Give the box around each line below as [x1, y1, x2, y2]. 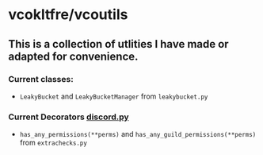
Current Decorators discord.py [8, 111, 129, 122]
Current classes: [8, 73, 74, 84]
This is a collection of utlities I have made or [8, 37, 229, 51]
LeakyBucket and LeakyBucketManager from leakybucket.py [19, 91, 208, 101]
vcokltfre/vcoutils [8, 6, 128, 24]
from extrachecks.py [19, 138, 87, 148]
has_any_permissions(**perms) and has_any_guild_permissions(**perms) [19, 130, 257, 139]
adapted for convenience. [8, 49, 139, 63]
